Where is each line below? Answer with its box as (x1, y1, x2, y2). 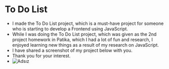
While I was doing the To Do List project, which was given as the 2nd (12, 31, 157, 37)
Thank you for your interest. (12, 52, 71, 59)
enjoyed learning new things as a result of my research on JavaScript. (12, 42, 159, 48)
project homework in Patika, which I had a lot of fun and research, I (12, 37, 153, 43)
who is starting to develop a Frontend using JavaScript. (12, 25, 128, 31)
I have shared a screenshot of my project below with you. (12, 47, 133, 53)
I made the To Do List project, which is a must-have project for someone (12, 20, 164, 26)
